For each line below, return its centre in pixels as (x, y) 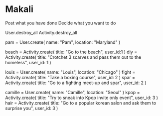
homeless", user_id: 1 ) (28, 62)
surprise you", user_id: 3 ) (32, 108)
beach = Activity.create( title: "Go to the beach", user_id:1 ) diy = (71, 52)
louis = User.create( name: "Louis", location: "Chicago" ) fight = (70, 72)
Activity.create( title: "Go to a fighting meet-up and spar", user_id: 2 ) (76, 83)
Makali (19, 9)
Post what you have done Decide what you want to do (61, 23)
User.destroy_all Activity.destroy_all (41, 32)
